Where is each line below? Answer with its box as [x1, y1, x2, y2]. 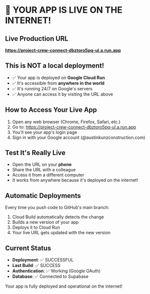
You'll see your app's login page [12, 129, 77, 135]
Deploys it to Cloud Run [12, 224, 60, 230]
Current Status [5, 244, 51, 252]
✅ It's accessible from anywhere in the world [12, 80, 104, 86]
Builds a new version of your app [12, 219, 79, 225]
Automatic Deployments [5, 191, 81, 200]
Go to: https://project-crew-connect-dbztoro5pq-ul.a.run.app [12, 124, 136, 130]
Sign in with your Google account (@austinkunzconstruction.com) [12, 134, 146, 140]
